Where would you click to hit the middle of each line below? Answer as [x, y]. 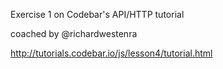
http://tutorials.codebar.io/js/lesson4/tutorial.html [111, 53]
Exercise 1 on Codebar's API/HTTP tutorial [97, 14]
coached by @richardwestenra [74, 33]
